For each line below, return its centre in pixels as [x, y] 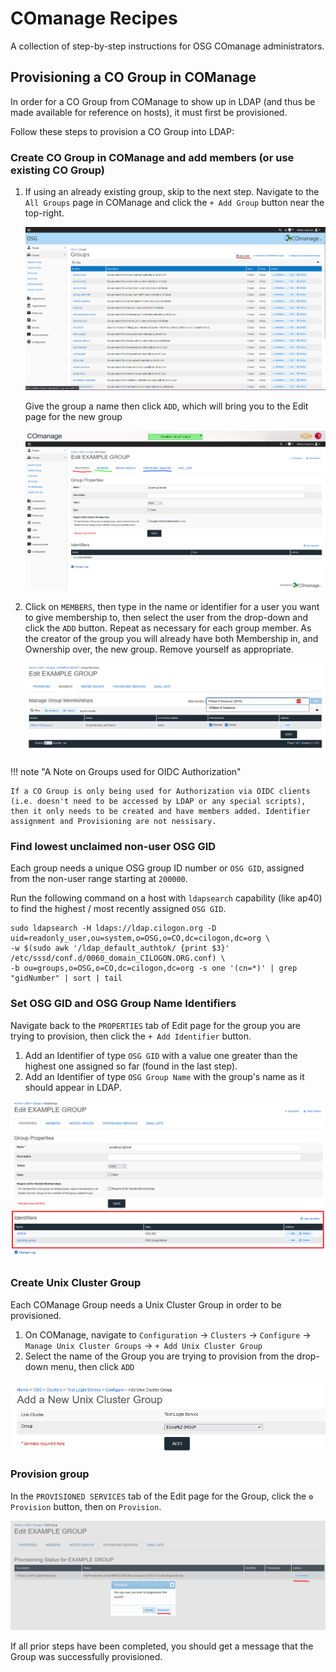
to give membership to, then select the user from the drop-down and [166, 618]
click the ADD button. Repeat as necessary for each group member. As [168, 628]
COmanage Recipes [94, 18]
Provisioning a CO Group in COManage [133, 77]
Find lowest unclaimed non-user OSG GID [113, 846]
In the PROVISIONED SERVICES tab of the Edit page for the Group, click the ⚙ [162, 1496]
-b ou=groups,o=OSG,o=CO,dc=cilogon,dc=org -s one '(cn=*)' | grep [154, 968]
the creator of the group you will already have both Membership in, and [171, 639]
